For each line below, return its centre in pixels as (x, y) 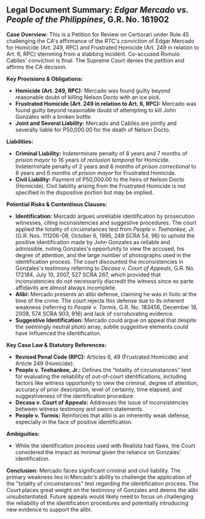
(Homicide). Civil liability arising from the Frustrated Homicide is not (100, 185)
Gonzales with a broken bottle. (54, 116)
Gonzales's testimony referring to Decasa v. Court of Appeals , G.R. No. (105, 268)
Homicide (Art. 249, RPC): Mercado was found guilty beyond (93, 91)
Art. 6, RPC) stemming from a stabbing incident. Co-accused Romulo (93, 54)
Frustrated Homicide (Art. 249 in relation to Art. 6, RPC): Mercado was (106, 103)
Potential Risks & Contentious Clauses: (57, 204)
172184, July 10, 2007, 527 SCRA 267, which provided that (88, 274)
